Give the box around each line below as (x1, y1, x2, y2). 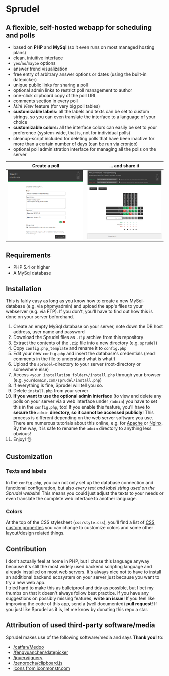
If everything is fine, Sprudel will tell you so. (13, 382, 103, 388)
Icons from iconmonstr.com (13, 665, 70, 671)
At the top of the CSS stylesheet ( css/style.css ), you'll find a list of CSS (6, 519, 155, 525)
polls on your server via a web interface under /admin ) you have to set (13, 398, 157, 404)
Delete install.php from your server (13, 387, 89, 393)
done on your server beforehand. (6, 313, 74, 320)
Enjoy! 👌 (13, 436, 32, 442)
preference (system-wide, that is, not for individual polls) (13, 130, 131, 136)
